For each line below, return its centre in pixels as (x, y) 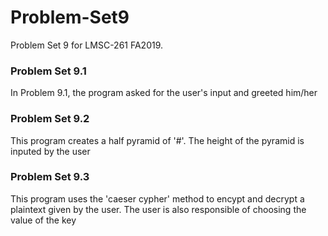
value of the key (43, 220)
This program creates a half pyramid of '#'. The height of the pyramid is (157, 140)
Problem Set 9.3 (50, 177)
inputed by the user (50, 151)
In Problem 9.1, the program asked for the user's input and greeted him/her (164, 93)
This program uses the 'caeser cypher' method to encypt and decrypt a (157, 198)
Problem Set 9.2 (50, 119)
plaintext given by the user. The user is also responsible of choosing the (158, 209)
